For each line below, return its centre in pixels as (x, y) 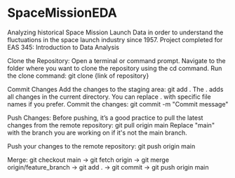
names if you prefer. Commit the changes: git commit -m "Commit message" (118, 104)
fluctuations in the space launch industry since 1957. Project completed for (115, 39)
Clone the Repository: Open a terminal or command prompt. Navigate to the (116, 60)
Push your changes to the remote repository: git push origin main (101, 146)
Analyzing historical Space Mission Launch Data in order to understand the (115, 32)
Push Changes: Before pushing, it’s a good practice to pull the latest (105, 118)
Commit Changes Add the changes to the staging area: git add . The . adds (115, 89)
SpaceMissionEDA (62, 13)
